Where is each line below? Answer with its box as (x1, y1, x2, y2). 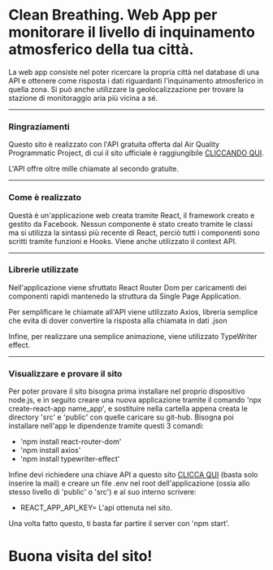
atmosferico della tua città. (8, 41, 194, 59)
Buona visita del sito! (8, 547, 153, 566)
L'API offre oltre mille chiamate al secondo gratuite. (8, 164, 179, 174)
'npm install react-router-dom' (19, 437, 122, 446)
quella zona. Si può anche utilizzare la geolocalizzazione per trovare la (8, 84, 244, 94)
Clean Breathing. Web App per (8, 6, 218, 24)
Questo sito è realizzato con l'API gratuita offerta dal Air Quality (8, 140, 220, 150)
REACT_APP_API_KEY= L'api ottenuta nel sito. (19, 503, 173, 513)
